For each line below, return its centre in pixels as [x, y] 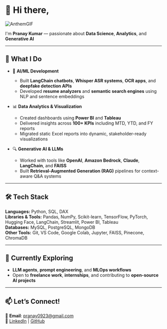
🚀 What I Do [24, 59]
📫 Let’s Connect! [33, 301]
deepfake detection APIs [46, 86]
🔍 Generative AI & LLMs [38, 149]
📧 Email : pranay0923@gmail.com [40, 316]
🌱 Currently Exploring [39, 258]
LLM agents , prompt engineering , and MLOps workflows [72, 270]
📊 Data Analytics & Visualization [47, 106]
